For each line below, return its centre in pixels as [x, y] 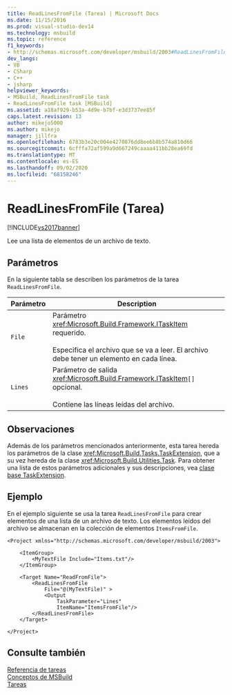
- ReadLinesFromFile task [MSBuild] [60, 104]
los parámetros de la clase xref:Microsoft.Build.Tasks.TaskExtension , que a [114, 453]
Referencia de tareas [37, 669]
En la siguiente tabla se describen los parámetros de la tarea [93, 279]
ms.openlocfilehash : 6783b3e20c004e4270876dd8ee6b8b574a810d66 [100, 142]
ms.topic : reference [37, 39]
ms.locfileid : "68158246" [44, 174]
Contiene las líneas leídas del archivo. [113, 405]
